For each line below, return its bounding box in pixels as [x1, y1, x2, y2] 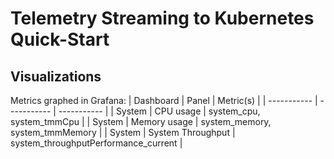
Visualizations [10, 68, 102, 85]
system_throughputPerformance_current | [10, 137, 183, 149]
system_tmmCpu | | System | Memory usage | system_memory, [10, 116, 272, 127]
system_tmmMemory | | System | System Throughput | [10, 127, 236, 138]
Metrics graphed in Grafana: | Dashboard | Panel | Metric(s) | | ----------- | [10, 95, 318, 106]
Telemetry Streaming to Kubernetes [10, 7, 315, 30]
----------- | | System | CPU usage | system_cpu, [58, 105, 261, 117]
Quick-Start [10, 28, 110, 51]
